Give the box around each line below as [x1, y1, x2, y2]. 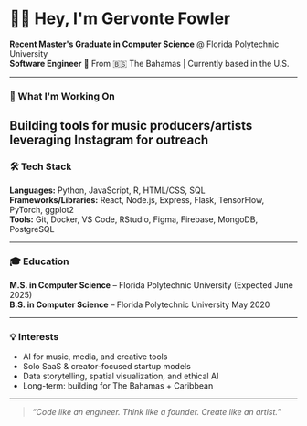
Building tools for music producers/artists [9, 118, 253, 133]
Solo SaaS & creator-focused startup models [22, 361, 192, 372]
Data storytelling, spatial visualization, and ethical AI [22, 370, 219, 382]
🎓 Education [9, 255, 69, 268]
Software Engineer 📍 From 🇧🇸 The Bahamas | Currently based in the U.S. [9, 58, 290, 69]
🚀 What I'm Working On [9, 90, 116, 102]
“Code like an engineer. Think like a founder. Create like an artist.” [31, 407, 281, 418]
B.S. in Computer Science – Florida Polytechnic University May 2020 [9, 299, 270, 310]
